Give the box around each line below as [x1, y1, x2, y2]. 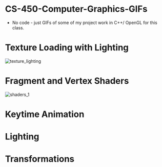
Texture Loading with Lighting [5, 42, 129, 53]
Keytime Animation [5, 109, 84, 119]
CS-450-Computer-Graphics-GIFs [5, 3, 148, 15]
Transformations [5, 153, 75, 165]
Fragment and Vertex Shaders [5, 75, 129, 87]
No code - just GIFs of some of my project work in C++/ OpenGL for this [12, 20, 158, 25]
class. [12, 24, 24, 30]
